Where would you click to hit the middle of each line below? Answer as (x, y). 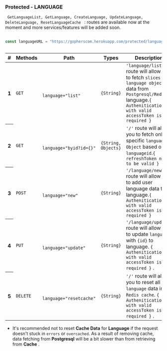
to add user (139, 182)
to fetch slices (143, 77)
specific (135, 140)
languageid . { (141, 153)
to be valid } (143, 164)
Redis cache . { (143, 295)
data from (137, 88)
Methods (27, 57)
